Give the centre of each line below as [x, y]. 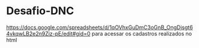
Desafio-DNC [40, 11]
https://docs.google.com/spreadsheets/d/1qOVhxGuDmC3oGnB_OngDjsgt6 [99, 27]
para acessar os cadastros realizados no [142, 33]
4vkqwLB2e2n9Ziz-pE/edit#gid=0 [49, 33]
